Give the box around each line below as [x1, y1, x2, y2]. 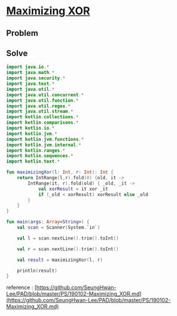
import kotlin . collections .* [6, 114, 79, 120]
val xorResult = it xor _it [38, 186, 109, 192]
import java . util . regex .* [6, 103, 71, 109]
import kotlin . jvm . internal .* [6, 142, 82, 148]
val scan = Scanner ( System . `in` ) [17, 225, 100, 231]
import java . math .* [6, 70, 55, 76]
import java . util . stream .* [6, 109, 74, 115]
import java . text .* [6, 81, 55, 87]
